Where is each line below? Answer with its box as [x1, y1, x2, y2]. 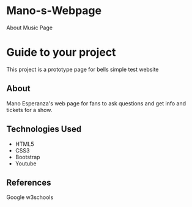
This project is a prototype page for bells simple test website [6, 66, 159, 73]
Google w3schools [6, 194, 54, 201]
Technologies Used [6, 124, 81, 135]
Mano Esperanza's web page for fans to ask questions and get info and [6, 99, 186, 107]
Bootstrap [15, 153, 40, 160]
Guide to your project [6, 45, 116, 59]
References [6, 177, 51, 187]
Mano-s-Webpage [6, 4, 102, 18]
